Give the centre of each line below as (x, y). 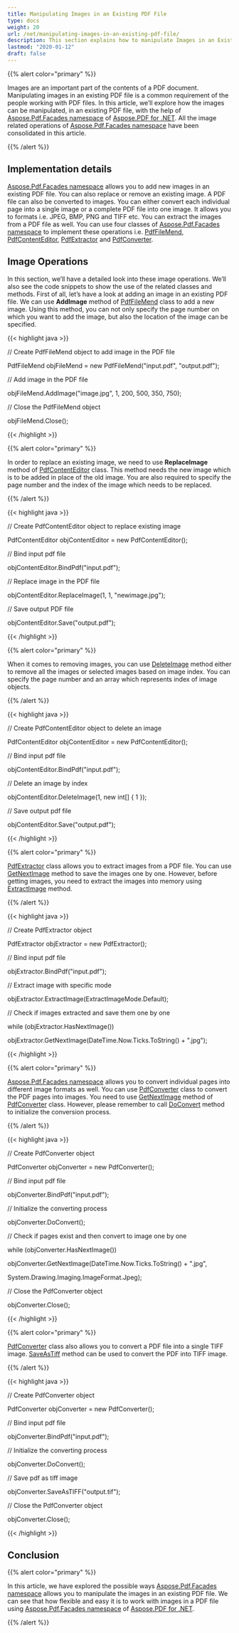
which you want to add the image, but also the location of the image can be (118, 317)
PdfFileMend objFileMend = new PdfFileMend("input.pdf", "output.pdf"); (113, 365)
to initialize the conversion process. (59, 1111)
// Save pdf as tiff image (43, 1478)
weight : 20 (23, 27)
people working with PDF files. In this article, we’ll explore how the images (116, 102)
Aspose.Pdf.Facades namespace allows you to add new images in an (108, 186)
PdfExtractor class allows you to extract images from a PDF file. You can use (119, 866)
